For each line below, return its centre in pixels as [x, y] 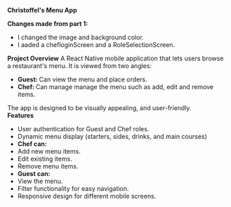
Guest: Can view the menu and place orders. [82, 79]
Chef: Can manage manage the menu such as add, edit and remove [115, 87]
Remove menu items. [48, 166]
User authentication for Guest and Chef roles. [83, 129]
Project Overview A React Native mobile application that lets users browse [115, 58]
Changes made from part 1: [48, 24]
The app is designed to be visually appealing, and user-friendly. [99, 108]
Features [20, 115]
